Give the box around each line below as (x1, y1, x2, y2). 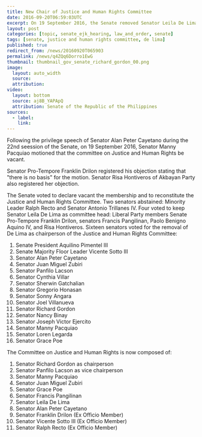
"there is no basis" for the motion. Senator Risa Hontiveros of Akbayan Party (7, 174, 195, 181)
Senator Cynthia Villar (15, 273, 70, 281)
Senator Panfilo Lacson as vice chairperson (15, 367, 123, 374)
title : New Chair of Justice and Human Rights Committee (7, 8, 152, 15)
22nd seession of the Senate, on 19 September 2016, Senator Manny (7, 143, 176, 150)
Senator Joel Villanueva (15, 299, 74, 306)
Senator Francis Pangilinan (15, 392, 82, 399)
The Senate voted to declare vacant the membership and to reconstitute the (7, 192, 194, 199)
